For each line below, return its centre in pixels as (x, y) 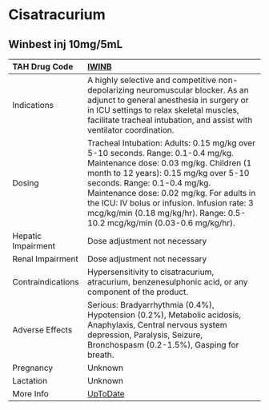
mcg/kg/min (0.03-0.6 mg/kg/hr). (171, 223)
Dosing (26, 183)
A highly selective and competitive (152, 80)
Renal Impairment (45, 259)
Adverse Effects (42, 330)
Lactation (30, 381)
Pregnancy (33, 368)
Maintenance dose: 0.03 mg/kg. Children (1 (169, 163)
